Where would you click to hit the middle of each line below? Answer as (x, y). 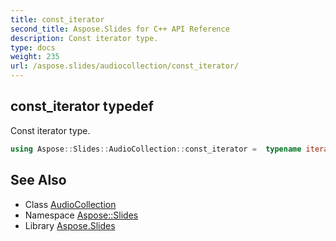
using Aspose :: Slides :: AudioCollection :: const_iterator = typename (156, 149)
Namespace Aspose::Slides (81, 215)
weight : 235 (35, 57)
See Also (38, 180)
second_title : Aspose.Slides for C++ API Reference (120, 29)
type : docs (33, 47)
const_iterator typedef (82, 106)
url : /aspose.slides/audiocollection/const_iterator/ (125, 66)
